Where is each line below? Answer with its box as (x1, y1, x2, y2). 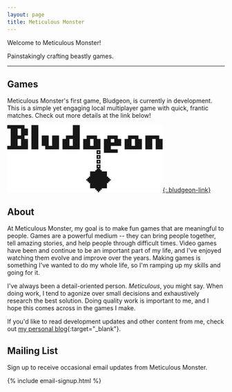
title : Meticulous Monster (7, 18, 85, 26)
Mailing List (7, 345, 59, 357)
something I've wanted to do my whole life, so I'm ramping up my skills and (7, 261, 221, 269)
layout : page (7, 11, 45, 18)
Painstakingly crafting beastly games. (7, 52, 114, 60)
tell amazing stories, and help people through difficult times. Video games (7, 239, 217, 247)
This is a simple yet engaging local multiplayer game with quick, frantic (7, 104, 209, 112)
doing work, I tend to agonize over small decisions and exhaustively (7, 289, 200, 298)
